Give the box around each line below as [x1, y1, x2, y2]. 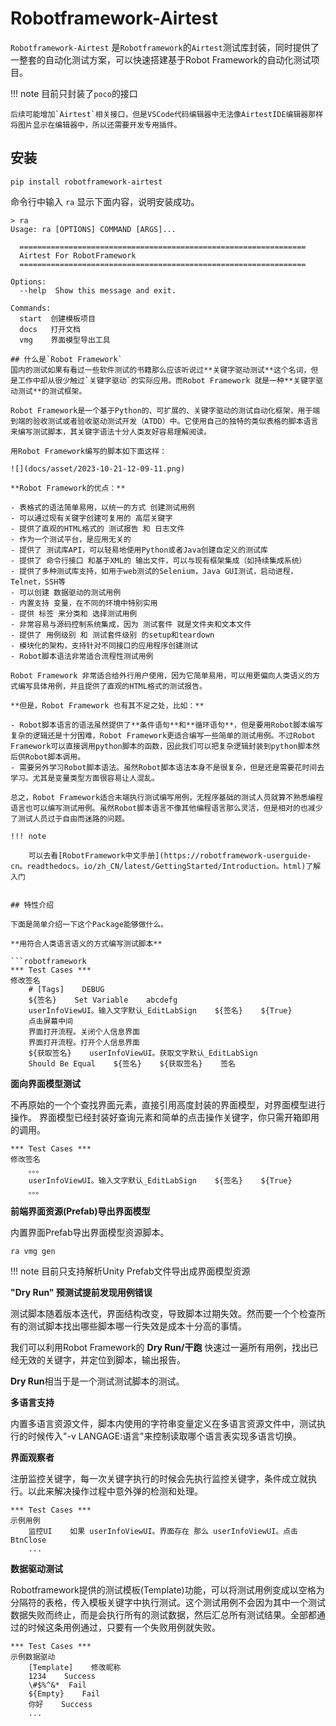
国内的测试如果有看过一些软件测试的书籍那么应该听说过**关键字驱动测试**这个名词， [10, 365, 312, 375]
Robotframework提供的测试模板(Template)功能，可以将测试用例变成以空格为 [10, 1583, 325, 1596]
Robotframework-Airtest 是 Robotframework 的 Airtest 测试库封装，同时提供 [10, 41, 311, 53]
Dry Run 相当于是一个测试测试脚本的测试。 [10, 1375, 185, 1387]
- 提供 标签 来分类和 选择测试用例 [10, 608, 138, 619]
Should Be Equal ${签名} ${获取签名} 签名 [28, 1058, 237, 1069]
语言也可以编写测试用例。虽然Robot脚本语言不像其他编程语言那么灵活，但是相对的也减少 [10, 803, 323, 813]
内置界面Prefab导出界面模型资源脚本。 [10, 1226, 170, 1238]
